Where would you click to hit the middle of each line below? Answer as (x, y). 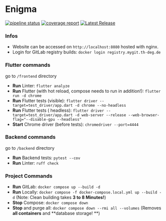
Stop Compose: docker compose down (50, 203)
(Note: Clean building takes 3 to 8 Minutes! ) (61, 198)
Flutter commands (28, 65)
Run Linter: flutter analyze (41, 85)
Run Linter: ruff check (35, 163)
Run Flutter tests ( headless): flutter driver (58, 110)
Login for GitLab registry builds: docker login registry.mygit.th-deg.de (86, 52)
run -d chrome (27, 96)
